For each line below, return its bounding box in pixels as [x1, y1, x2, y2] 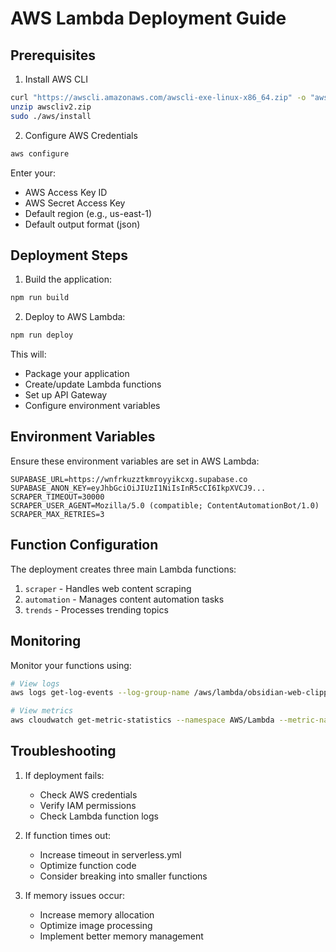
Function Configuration [10, 537, 159, 554]
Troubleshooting [10, 743, 117, 760]
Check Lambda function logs [39, 810, 159, 822]
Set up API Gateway [24, 389, 108, 401]
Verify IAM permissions [39, 799, 137, 811]
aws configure [10, 148, 70, 159]
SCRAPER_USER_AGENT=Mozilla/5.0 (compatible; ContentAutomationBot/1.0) [10, 500, 320, 511]
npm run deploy [10, 330, 74, 341]
